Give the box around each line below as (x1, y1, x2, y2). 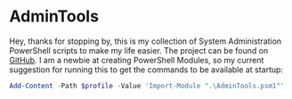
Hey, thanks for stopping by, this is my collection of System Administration (9, 36, 282, 46)
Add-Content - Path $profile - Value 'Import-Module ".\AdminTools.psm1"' (9, 81, 285, 90)
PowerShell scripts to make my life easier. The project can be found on (9, 45, 269, 55)
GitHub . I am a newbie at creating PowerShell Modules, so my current (9, 54, 264, 65)
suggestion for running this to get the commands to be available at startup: (9, 64, 283, 75)
